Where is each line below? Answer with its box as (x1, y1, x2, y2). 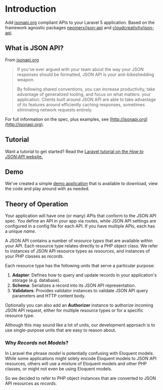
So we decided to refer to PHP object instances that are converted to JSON (5, 375, 156, 381)
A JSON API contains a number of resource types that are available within (5, 238, 153, 244)
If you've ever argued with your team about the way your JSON (17, 66, 144, 72)
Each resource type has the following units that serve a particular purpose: (5, 263, 155, 269)
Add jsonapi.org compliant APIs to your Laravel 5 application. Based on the (5, 19, 155, 25)
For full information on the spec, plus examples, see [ (5, 116, 112, 122)
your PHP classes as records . (5, 253, 64, 259)
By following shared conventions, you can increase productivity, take (17, 86, 156, 92)
